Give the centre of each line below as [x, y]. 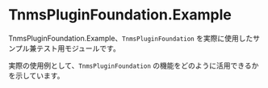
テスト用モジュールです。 [78, 48]
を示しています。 [36, 75]
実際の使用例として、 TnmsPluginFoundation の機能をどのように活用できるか [134, 65]
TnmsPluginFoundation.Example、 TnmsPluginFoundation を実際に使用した [131, 38]
